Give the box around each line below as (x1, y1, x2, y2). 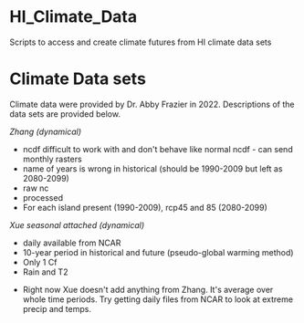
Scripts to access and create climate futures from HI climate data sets (9, 36, 272, 47)
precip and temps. (22, 303, 91, 314)
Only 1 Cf (22, 256, 58, 267)
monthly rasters (22, 153, 82, 164)
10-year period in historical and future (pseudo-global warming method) (22, 246, 294, 257)
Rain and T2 (22, 266, 68, 277)
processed (22, 192, 64, 203)
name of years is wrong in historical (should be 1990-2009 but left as (22, 162, 283, 174)
